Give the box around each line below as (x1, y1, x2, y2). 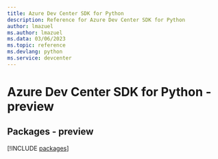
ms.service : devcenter (7, 55, 72, 62)
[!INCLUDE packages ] (7, 144, 69, 152)
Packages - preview (7, 126, 94, 138)
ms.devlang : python (7, 49, 63, 56)
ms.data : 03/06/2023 (7, 36, 66, 42)
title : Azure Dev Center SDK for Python (7, 10, 125, 17)
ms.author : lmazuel (7, 29, 63, 36)
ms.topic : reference (7, 42, 66, 49)
